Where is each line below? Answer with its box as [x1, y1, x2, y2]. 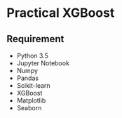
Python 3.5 [16, 51, 48, 60]
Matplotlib [16, 96, 46, 105]
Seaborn [16, 104, 42, 112]
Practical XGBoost [6, 5, 115, 21]
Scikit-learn [16, 81, 50, 89]
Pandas [16, 74, 39, 82]
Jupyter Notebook [16, 59, 69, 67]
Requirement [6, 33, 65, 45]
